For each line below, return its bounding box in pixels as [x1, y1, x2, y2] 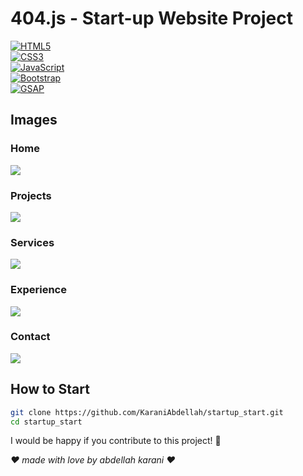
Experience [10, 283, 67, 297]
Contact [10, 330, 51, 344]
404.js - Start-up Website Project [10, 7, 293, 30]
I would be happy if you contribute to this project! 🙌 [10, 435, 222, 447]
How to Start [10, 381, 90, 398]
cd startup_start [10, 417, 83, 427]
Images [10, 112, 58, 129]
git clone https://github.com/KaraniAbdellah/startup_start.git [10, 407, 284, 417]
